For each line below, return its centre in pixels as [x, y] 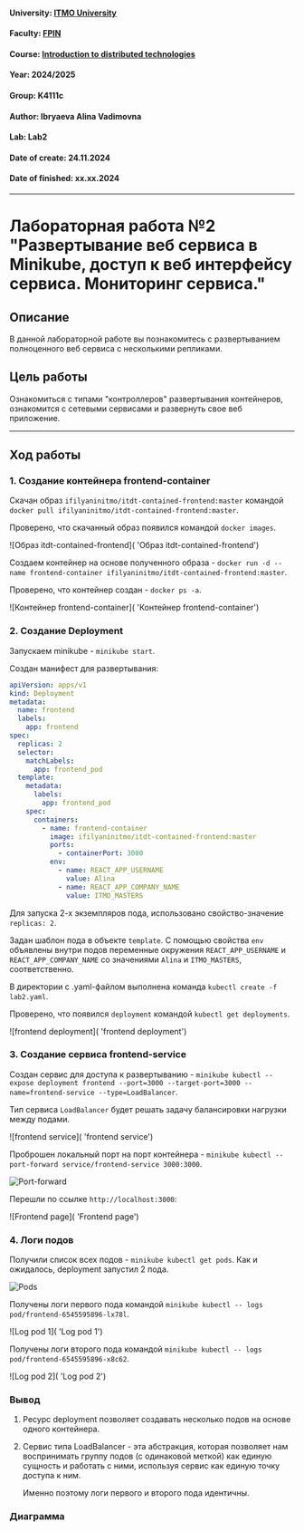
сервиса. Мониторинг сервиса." [138, 284]
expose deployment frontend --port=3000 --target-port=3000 [125, 1083]
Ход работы [45, 455]
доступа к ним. [52, 1476]
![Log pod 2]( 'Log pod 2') [58, 1376]
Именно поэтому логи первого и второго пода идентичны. [136, 1493]
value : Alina [91, 879]
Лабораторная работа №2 [113, 226]
